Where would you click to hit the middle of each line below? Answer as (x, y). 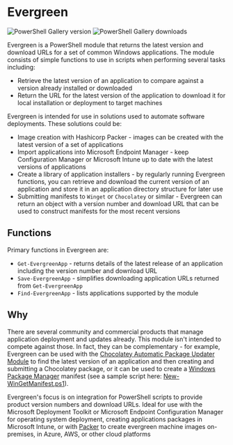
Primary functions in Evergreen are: (58, 250)
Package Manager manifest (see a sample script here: (85, 376)
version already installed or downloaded (75, 88)
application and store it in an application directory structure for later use (120, 189)
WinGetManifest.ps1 (36, 383)
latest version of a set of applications (70, 144)
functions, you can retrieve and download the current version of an (113, 181)
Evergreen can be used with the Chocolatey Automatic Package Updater (111, 354)
